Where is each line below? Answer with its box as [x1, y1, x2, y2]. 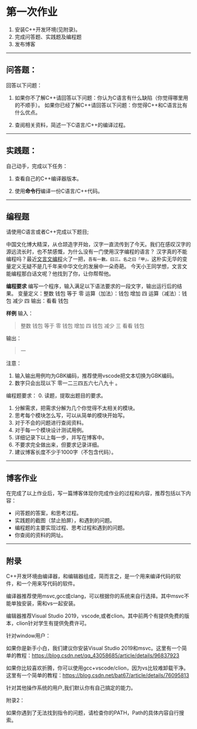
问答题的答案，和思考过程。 [14, 509, 82, 517]
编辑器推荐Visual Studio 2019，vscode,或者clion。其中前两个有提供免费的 [6, 612, 185, 619]
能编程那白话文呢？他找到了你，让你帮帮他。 [6, 270, 114, 277]
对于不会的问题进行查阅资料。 [14, 419, 87, 426]
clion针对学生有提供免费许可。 [16, 620, 90, 626]
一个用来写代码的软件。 [21, 580, 78, 587]
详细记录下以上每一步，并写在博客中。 [14, 434, 107, 441]
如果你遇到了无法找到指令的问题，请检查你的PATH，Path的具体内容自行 [6, 709, 179, 716]
